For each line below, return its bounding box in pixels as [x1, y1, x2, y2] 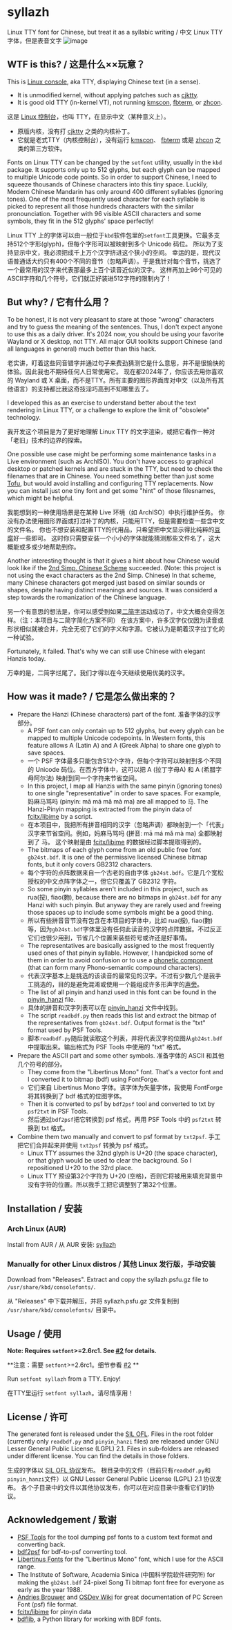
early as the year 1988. [17, 1585, 83, 1593]
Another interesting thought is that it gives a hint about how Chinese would [7, 556, 220, 565]
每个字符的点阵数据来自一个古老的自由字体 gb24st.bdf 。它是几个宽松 [27, 869, 224, 877]
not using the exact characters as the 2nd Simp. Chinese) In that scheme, [7, 571, 216, 579]
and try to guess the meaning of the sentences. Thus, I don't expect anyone [7, 322, 223, 331]
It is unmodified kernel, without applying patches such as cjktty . [17, 90, 199, 99]
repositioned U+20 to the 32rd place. [27, 1164, 133, 1172]
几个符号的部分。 [17, 1060, 66, 1069]
